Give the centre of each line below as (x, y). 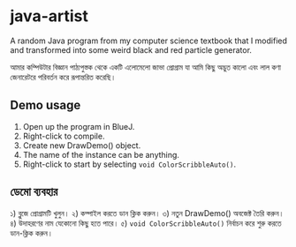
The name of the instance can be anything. (101, 154)
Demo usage (46, 105)
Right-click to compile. (64, 136)
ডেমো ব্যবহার (34, 192)
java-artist (49, 16)
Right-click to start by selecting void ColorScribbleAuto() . (129, 164)
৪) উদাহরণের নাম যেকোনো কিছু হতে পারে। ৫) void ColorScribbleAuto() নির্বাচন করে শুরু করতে (146, 223)
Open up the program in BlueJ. (79, 126)
